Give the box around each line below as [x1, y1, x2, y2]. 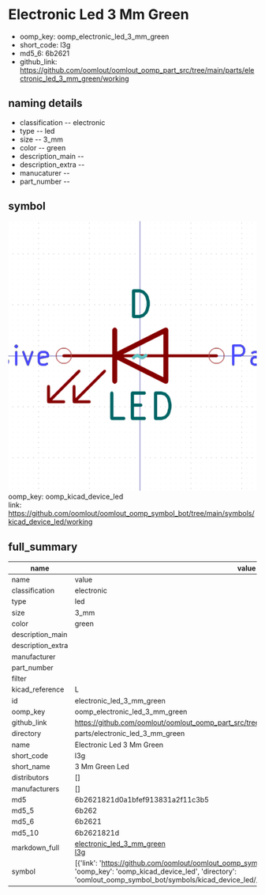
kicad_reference [11, 685, 65, 694]
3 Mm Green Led [74, 762, 129, 772]
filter [11, 674, 28, 684]
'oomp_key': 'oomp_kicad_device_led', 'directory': [74, 867, 237, 876]
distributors [11, 773, 50, 783]
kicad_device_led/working [8, 517, 93, 527]
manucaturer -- [19, 168, 70, 177]
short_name [11, 762, 50, 772]
